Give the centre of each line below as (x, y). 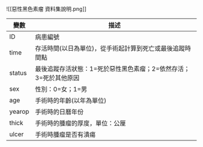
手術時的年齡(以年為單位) (71, 100)
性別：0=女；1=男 (61, 89)
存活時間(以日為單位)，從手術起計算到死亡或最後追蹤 (110, 48)
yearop (19, 112)
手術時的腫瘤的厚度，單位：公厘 (81, 123)
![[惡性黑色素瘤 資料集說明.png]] (46, 9)
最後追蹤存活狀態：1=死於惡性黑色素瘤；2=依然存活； (113, 69)
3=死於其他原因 (57, 78)
